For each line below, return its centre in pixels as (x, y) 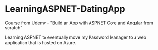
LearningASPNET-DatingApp (65, 9)
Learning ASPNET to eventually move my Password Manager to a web (76, 37)
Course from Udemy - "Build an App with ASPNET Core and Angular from (79, 23)
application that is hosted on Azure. (41, 42)
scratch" (14, 27)
